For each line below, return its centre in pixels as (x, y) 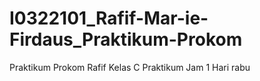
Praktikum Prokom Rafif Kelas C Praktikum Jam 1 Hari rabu (130, 67)
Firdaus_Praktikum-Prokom (126, 39)
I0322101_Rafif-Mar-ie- (109, 18)
